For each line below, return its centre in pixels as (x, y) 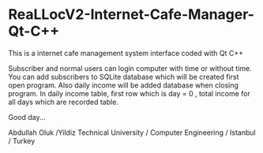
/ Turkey (22, 140)
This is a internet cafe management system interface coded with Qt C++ (126, 53)
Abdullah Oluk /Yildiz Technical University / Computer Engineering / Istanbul (132, 132)
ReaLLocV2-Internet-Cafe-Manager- (131, 15)
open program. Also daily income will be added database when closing (124, 85)
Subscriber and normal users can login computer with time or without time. (130, 68)
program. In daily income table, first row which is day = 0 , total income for (129, 93)
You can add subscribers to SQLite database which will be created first (124, 76)
